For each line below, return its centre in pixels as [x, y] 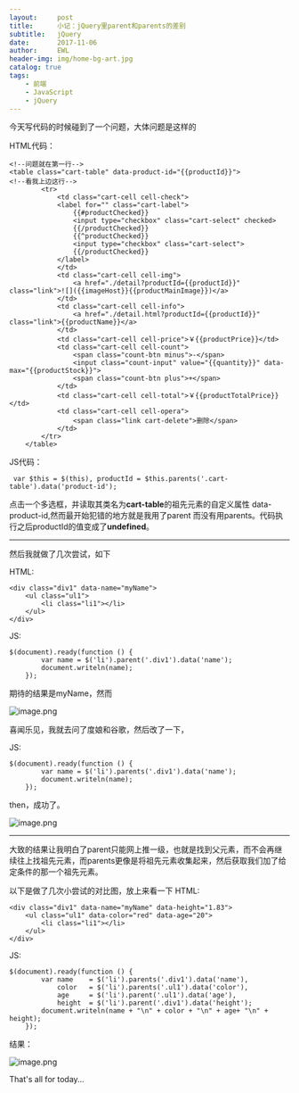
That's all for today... [47, 1080]
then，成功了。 [37, 805]
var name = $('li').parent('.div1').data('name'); [137, 660]
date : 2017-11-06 [53, 42]
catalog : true [36, 68]
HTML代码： [32, 146]
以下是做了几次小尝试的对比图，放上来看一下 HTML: [105, 891]
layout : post [41, 17]
